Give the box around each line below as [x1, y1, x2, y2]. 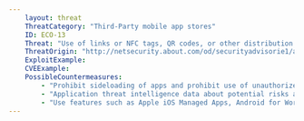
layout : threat [25, 13, 83, 23]
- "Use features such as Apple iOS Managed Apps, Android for [41, 97, 281, 107]
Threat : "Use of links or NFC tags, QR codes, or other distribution [25, 38, 294, 48]
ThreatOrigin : [25, 47, 78, 56]
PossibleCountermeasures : [25, 73, 123, 82]
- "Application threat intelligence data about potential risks [41, 89, 289, 98]
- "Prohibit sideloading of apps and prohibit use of [41, 81, 249, 90]
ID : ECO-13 [25, 30, 66, 39]
